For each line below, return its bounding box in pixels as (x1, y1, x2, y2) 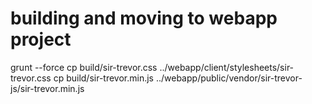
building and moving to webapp (10, 7, 278, 30)
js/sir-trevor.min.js (10, 82, 85, 94)
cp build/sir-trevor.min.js (53, 72, 154, 84)
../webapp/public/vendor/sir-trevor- (155, 72, 303, 84)
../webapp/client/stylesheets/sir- (159, 61, 295, 73)
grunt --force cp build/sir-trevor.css (10, 61, 158, 73)
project (10, 28, 72, 51)
